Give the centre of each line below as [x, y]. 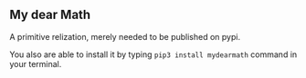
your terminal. [36, 63]
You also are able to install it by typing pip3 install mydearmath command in [153, 54]
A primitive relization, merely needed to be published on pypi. [125, 36]
